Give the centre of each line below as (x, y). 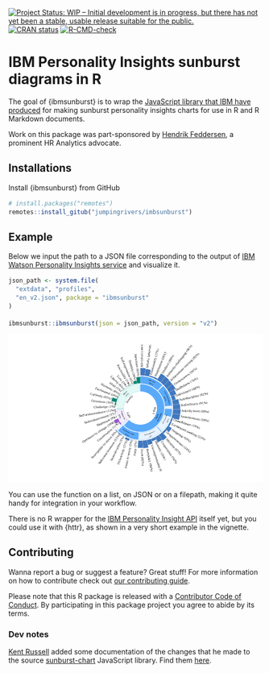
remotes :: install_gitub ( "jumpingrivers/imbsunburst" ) (101, 212)
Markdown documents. (47, 118)
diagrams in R (55, 79)
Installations (40, 168)
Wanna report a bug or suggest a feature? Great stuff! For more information (133, 571)
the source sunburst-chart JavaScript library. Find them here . (110, 660)
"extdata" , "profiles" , (55, 289)
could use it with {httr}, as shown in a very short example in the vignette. (129, 527)
